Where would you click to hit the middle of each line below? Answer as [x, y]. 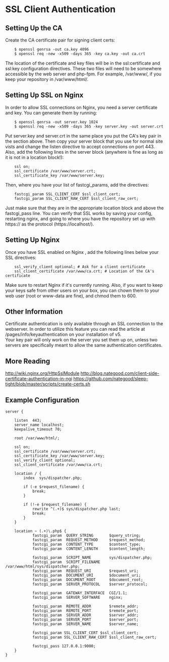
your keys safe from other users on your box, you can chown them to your [82, 290]
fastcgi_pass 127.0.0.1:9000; [64, 646]
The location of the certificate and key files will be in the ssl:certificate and [83, 63]
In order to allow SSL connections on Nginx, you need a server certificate [81, 107]
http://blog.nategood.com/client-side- [120, 373]
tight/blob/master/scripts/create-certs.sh [48, 384]
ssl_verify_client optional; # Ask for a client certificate [80, 267]
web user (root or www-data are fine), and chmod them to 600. [71, 296]
